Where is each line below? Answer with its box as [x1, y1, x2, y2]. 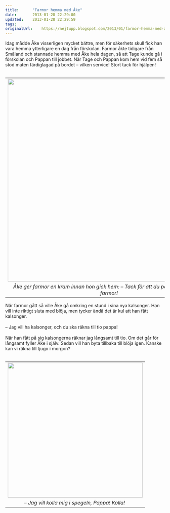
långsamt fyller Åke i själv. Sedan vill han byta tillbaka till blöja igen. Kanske [5, 340, 162, 346]
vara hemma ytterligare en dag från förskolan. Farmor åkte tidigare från [5, 46, 154, 52]
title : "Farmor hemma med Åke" [5, 7, 82, 13]
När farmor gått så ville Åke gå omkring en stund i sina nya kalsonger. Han [5, 303, 160, 309]
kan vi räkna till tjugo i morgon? [5, 346, 71, 352]
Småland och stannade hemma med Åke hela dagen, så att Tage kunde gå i [5, 51, 162, 57]
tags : [5, 21, 17, 27]
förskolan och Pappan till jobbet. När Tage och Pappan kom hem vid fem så [5, 56, 162, 62]
